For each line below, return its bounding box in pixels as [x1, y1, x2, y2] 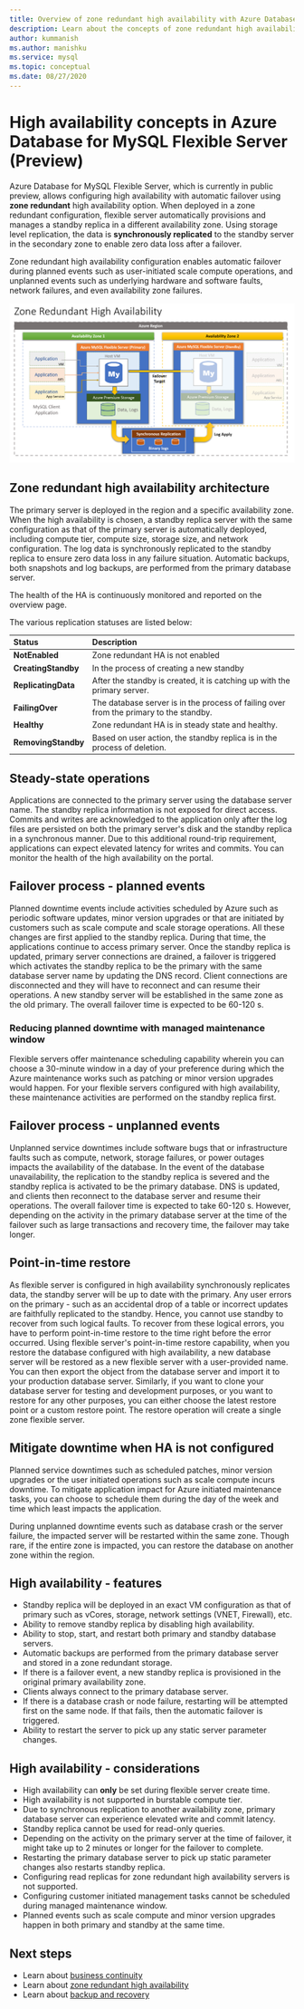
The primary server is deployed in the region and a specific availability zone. [9, 504, 294, 516]
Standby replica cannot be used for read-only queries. [22, 1823, 226, 1834]
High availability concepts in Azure [9, 112, 278, 133]
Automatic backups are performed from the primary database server [22, 1647, 279, 1658]
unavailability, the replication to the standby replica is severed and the [9, 1171, 270, 1182]
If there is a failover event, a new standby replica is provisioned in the [22, 1667, 281, 1678]
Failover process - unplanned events [9, 1118, 220, 1134]
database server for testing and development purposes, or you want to [9, 1385, 273, 1396]
